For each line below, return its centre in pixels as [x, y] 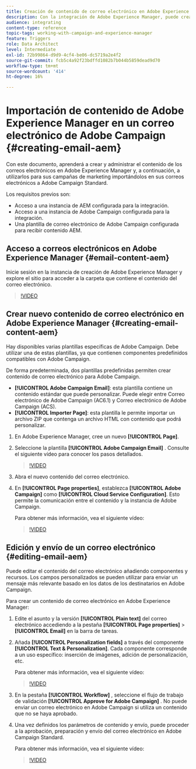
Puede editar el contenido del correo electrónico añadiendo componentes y [97, 571]
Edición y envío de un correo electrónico [81, 548]
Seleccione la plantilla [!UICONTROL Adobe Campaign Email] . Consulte [102, 447]
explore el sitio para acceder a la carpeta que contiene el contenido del [92, 278]
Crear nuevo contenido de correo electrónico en [95, 314]
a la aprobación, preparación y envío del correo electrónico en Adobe [98, 731]
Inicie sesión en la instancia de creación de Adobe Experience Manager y [94, 272]
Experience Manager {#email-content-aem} [88, 258]
